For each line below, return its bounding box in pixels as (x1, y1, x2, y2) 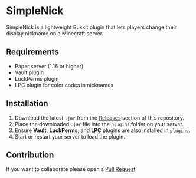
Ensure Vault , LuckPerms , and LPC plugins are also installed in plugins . (14, 127, 191, 134)
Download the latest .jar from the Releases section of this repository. (14, 114, 185, 121)
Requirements (6, 47, 59, 57)
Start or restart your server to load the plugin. (14, 133, 126, 140)
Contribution (6, 150, 54, 160)
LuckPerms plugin (14, 75, 59, 82)
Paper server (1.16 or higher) (14, 62, 84, 70)
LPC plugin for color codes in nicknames (14, 81, 114, 88)
